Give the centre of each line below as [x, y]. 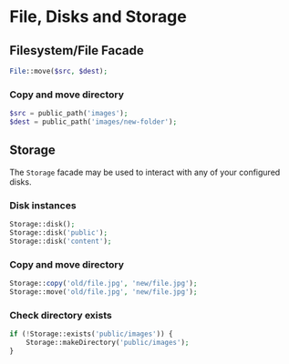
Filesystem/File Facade [77, 51]
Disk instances [43, 205]
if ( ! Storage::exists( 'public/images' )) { [91, 334]
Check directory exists [61, 315]
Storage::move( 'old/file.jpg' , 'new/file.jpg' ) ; [103, 292]
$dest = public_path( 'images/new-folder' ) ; [93, 122]
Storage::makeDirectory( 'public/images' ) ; [108, 342]
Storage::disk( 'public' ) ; [58, 233]
